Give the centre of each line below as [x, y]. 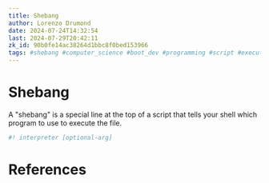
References [47, 169]
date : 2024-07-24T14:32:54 [53, 30]
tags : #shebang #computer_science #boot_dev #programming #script [121, 53]
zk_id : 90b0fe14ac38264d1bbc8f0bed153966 [78, 46]
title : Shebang [34, 16]
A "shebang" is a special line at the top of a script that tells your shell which [133, 114]
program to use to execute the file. [65, 123]
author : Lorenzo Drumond [50, 23]
